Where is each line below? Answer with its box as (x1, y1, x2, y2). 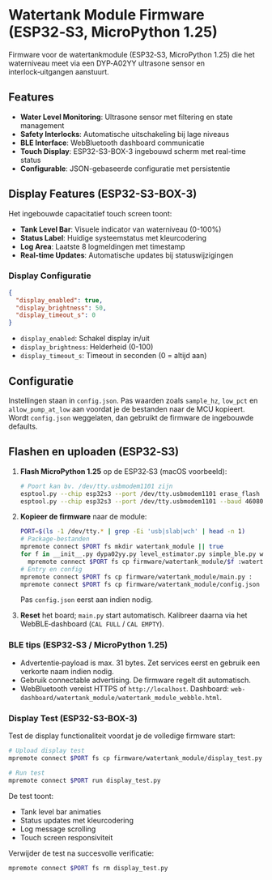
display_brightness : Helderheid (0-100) (19, 342, 154, 352)
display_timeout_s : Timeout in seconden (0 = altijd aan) (19, 351, 207, 361)
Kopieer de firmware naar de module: (19, 512, 147, 522)
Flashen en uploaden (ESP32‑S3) (8, 445, 180, 459)
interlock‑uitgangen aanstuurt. (8, 66, 109, 76)
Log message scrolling (19, 824, 96, 834)
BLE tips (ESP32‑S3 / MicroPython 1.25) (8, 639, 168, 651)
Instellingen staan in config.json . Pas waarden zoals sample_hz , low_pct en (8, 395, 258, 406)
